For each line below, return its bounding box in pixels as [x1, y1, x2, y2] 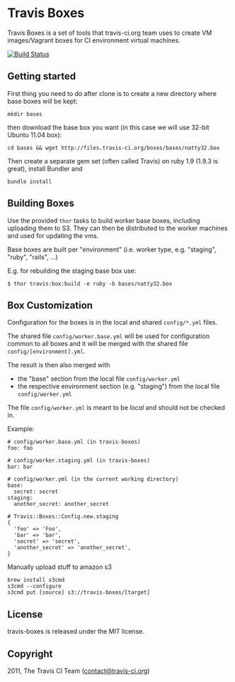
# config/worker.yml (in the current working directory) [7, 476, 179, 483]
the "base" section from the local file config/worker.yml [17, 374, 180, 383]
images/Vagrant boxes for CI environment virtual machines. [7, 36, 180, 44]
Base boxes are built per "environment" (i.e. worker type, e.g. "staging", [7, 245, 217, 254]
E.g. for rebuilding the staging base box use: [7, 266, 137, 275]
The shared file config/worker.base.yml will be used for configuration [7, 332, 210, 340]
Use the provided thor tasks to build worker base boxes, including [7, 216, 200, 224]
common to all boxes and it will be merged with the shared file [7, 340, 188, 348]
